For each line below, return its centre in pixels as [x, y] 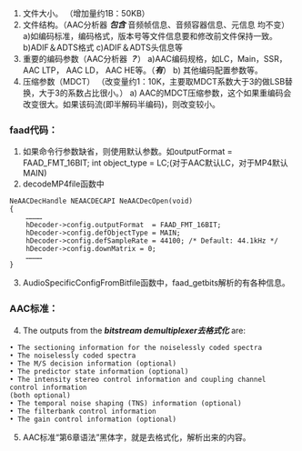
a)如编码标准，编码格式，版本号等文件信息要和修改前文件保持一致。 [150, 36]
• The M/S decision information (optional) [93, 363]
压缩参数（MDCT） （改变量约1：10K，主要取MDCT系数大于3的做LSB [154, 81]
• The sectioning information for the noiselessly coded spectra [136, 347]
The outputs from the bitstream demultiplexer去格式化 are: [134, 330]
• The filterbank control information [83, 411]
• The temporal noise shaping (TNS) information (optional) [126, 403]
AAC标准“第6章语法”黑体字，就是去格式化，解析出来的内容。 [137, 437]
